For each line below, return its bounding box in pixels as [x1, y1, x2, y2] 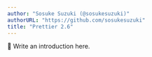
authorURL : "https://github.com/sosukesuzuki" [7, 17, 146, 24]
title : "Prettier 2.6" [7, 23, 74, 30]
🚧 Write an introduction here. [7, 42, 90, 51]
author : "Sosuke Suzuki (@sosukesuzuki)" [7, 10, 130, 17]
